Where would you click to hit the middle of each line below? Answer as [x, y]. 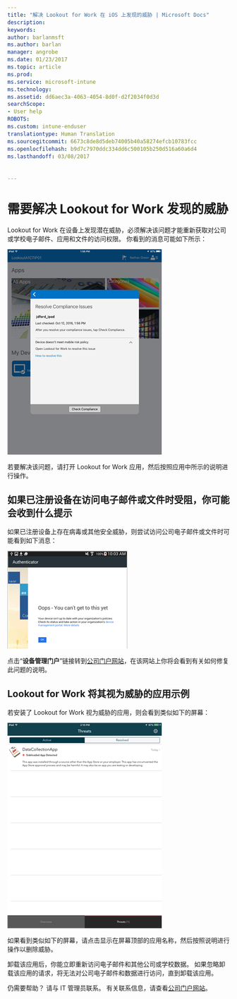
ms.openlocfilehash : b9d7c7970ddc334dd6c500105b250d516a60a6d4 [102, 149]
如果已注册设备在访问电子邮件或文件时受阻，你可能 [119, 500]
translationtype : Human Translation [61, 134]
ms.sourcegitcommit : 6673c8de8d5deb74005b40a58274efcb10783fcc [102, 141]
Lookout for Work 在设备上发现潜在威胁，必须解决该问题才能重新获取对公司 [117, 230]
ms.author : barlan [34, 45]
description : [26, 22]
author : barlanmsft [36, 37]
